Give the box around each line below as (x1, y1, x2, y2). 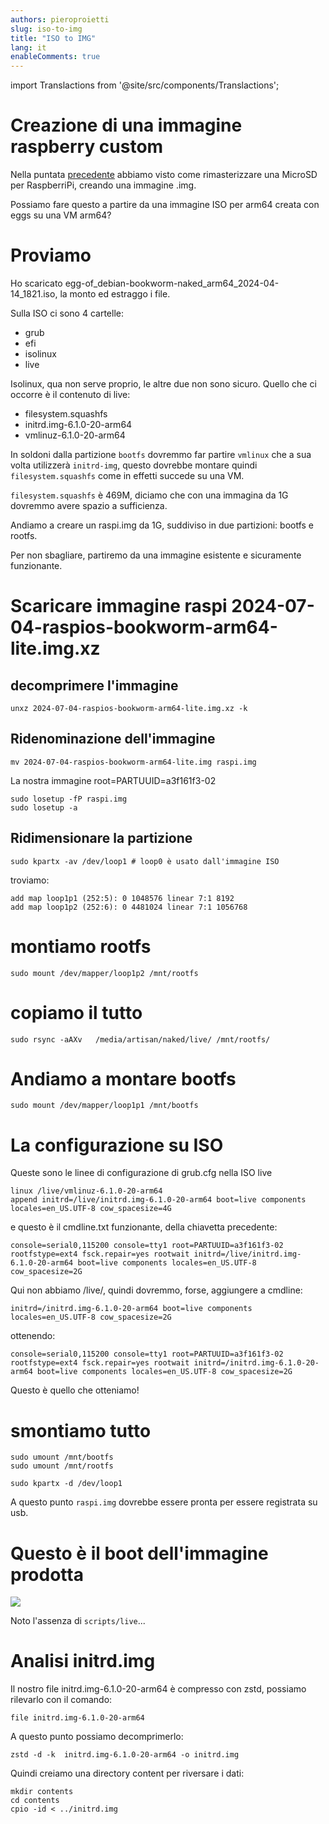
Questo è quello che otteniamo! (10, 1384, 140, 1396)
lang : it (10, 42, 47, 53)
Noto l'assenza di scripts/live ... (10, 1615, 146, 1627)
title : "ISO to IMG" (10, 33, 97, 43)
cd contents (10, 1796, 60, 1806)
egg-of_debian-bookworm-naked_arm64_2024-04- (64, 277, 280, 289)
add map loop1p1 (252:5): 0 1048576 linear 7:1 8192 (10, 893, 235, 903)
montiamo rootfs (10, 935, 152, 958)
